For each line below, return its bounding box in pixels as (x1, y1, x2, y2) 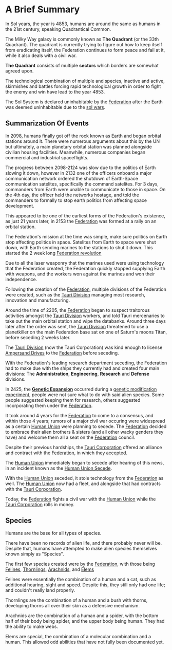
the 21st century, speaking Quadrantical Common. (5, 26, 111, 32)
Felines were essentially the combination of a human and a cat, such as (5, 576, 157, 582)
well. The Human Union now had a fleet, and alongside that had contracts (5, 480, 161, 487)
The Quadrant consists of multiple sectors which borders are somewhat (5, 62, 159, 68)
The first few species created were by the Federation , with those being (5, 561, 155, 567)
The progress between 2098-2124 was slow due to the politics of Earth (5, 164, 156, 171)
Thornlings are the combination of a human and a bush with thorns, (5, 597, 148, 603)
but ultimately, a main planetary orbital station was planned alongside (5, 143, 152, 150)
